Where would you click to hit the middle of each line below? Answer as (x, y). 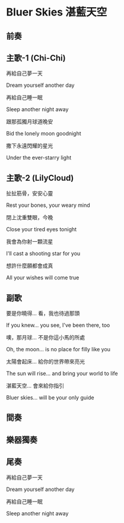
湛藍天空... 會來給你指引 (35, 386)
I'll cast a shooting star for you (43, 254)
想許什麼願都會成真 (30, 266)
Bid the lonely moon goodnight (44, 134)
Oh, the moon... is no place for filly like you (58, 349)
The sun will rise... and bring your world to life (62, 374)
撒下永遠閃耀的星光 (30, 146)
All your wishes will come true (43, 278)
